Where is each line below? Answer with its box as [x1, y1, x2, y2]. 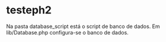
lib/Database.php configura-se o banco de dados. [6, 29, 129, 36]
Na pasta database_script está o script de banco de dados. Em [6, 23, 161, 30]
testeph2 [6, 3, 52, 17]
